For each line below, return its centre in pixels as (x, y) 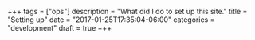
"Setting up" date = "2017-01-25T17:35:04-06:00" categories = (111, 20)
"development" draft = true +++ (60, 28)
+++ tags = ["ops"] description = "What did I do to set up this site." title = (127, 11)
